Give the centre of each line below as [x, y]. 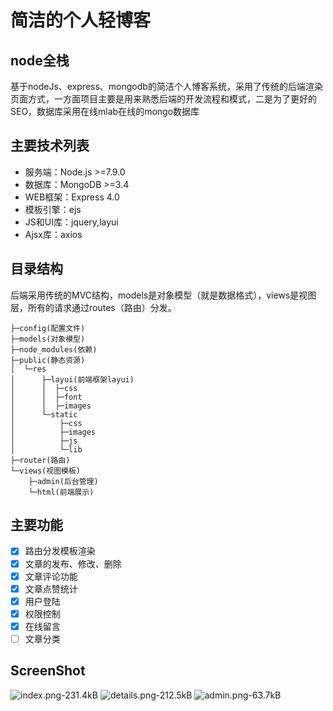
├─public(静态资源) [48, 360]
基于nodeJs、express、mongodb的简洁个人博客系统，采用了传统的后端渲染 [166, 86]
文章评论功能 [51, 576]
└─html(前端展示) [61, 492]
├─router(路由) [40, 460]
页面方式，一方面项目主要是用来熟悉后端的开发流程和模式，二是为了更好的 [163, 99]
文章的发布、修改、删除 [73, 563]
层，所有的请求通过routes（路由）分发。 [93, 307]
